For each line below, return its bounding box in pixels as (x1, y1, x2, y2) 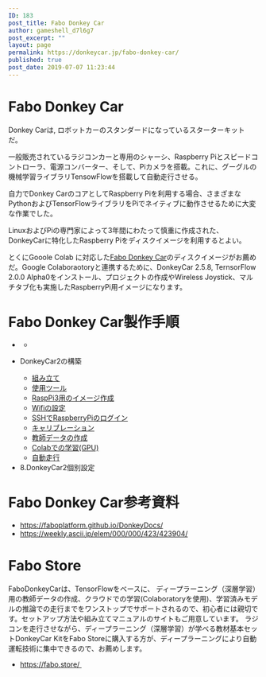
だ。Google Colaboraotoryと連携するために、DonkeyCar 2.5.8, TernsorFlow (8, 262, 256, 271)
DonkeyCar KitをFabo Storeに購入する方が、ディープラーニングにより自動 (14, 633, 257, 643)
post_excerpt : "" (8, 33, 66, 42)
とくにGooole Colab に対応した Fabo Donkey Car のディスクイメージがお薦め (8, 252, 256, 262)
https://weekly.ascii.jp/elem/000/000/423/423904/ (19, 528, 188, 538)
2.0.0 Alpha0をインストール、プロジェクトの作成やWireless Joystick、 (8, 272, 240, 282)
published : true (8, 56, 62, 64)
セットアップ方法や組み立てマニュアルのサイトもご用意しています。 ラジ (21, 613, 260, 623)
